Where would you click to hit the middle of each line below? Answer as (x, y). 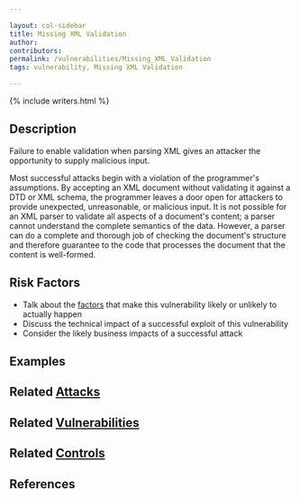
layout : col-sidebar (48, 25)
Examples (37, 362)
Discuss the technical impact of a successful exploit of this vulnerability (155, 323)
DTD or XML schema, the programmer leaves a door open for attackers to (146, 197)
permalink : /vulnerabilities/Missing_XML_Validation (110, 59)
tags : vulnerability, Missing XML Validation (96, 68)
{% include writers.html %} (59, 101)
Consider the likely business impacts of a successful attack (132, 333)
